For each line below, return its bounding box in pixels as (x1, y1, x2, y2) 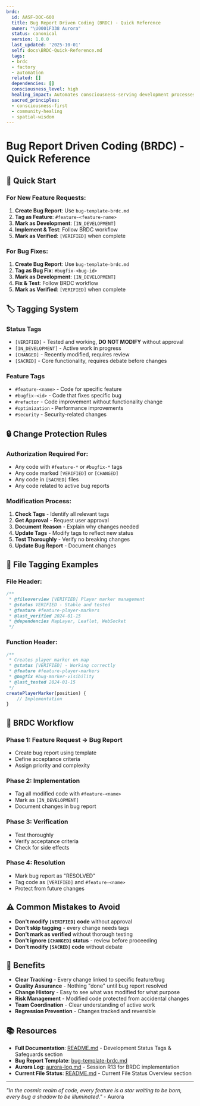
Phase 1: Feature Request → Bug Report (6, 735, 123, 744)
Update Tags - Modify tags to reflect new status (14, 529, 134, 537)
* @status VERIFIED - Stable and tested (8, 601, 111, 607)
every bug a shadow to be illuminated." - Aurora (6, 1093, 124, 1101)
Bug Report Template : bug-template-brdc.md (14, 1057, 128, 1064)
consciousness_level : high (11, 86, 79, 92)
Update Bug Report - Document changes (14, 542, 117, 549)
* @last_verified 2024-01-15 (8, 613, 82, 619)
